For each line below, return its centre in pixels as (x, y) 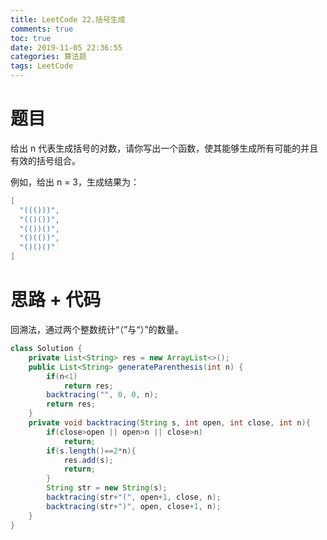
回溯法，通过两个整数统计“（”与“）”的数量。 (97, 329)
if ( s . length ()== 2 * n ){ (91, 451)
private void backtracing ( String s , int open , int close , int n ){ (169, 423)
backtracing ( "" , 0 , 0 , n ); (102, 395)
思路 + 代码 (56, 300)
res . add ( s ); (88, 460)
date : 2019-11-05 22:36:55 (66, 47)
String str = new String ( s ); (107, 488)
